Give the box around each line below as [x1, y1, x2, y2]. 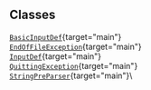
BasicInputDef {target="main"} [9, 31, 122, 42]
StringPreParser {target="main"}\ [9, 70, 133, 81]
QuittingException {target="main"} [9, 60, 138, 71]
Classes [9, 7, 56, 23]
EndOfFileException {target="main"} [9, 41, 142, 52]
